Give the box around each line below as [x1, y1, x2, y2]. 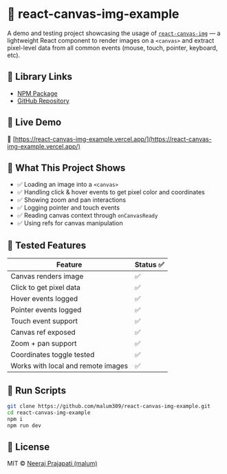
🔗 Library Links [7, 71, 73, 83]
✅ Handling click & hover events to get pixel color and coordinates [17, 188, 205, 196]
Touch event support [10, 316, 78, 326]
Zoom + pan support [10, 339, 77, 349]
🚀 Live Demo [7, 116, 62, 128]
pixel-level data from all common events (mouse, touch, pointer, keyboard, [7, 43, 218, 52]
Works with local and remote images [10, 361, 129, 371]
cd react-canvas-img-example [7, 409, 91, 416]
